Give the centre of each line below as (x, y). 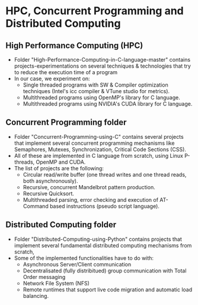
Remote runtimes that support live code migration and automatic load (108, 290)
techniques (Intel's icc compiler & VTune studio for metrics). (96, 91)
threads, (24, 162)
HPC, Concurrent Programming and (95, 11)
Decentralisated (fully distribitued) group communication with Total (105, 271)
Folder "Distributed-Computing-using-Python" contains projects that (98, 239)
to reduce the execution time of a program (66, 72)
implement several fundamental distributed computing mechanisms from (103, 245)
